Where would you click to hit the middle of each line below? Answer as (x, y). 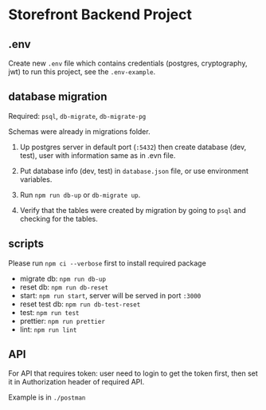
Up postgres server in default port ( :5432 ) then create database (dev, (133, 147)
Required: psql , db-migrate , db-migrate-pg (77, 116)
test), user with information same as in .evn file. (98, 155)
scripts (26, 244)
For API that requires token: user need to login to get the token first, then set (133, 373)
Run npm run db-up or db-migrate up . (80, 195)
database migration (58, 97)
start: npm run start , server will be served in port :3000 (110, 295)
